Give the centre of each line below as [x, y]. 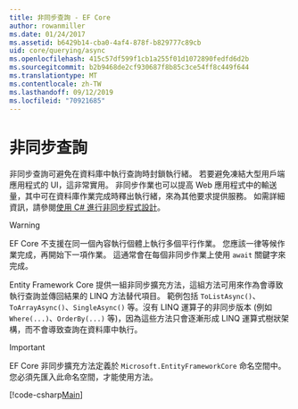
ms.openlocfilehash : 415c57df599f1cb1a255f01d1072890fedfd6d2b [129, 59]
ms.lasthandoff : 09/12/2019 [62, 92]
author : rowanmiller [48, 26]
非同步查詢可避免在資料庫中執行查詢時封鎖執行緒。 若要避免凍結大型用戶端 [147, 174]
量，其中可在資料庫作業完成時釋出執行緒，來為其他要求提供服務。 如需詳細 [147, 196]
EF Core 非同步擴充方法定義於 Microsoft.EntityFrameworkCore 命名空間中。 [148, 366]
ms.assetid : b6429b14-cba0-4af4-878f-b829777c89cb [105, 42]
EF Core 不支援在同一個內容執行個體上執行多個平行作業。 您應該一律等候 [144, 244]
